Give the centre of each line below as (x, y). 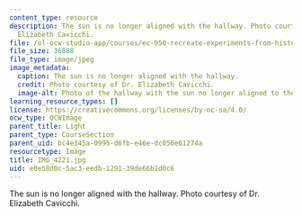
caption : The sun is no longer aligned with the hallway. (129, 76)
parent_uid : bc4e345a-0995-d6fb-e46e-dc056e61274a (106, 143)
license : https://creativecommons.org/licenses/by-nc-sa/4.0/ (128, 110)
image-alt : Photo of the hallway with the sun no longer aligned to (148, 93)
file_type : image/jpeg (52, 59)
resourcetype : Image (48, 151)
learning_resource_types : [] (64, 101)
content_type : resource (54, 18)
